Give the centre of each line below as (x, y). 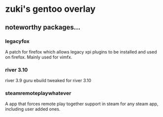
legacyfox (17, 41)
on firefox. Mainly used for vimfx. (39, 57)
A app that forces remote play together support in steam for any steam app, (82, 104)
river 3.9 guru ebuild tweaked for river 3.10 (48, 81)
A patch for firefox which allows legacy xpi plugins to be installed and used (81, 52)
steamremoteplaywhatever (38, 93)
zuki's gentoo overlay (50, 9)
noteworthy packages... (43, 27)
